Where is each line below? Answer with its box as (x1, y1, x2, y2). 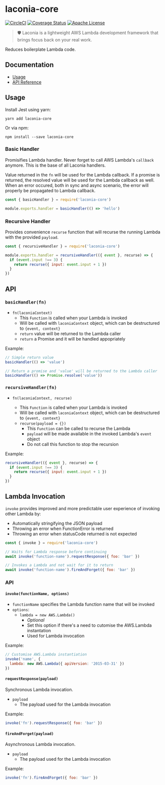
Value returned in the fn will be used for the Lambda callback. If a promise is (5, 172, 160, 177)
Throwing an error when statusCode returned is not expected (12, 530, 137, 537)
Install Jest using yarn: (5, 106, 51, 112)
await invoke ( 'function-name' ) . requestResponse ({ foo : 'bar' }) (5, 554, 140, 559)
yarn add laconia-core (5, 116, 52, 121)
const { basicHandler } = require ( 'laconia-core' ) (5, 197, 111, 202)
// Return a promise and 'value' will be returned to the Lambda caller (5, 368, 158, 374)
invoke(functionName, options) (5, 591, 69, 596)
